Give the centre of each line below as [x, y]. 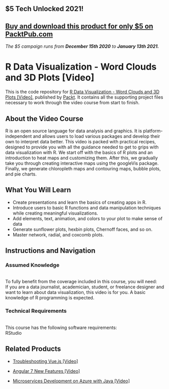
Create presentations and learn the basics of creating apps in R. [79, 202]
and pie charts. [21, 174]
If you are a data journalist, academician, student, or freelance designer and [85, 287]
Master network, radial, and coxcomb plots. [58, 234]
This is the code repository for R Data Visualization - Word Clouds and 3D [82, 92]
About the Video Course [45, 119]
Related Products [33, 349]
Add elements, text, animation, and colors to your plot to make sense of [88, 218]
